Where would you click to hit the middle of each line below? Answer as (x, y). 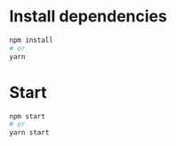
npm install (31, 40)
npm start (28, 116)
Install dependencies (88, 16)
